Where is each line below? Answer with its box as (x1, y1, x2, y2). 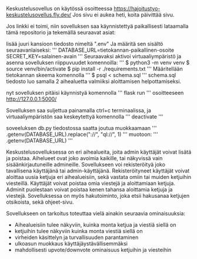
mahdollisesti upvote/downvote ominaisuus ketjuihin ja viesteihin (14, 247, 172, 253)
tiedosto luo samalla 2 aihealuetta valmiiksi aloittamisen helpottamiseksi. (6, 78, 181, 85)
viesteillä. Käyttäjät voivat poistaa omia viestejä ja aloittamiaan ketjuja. (6, 180, 175, 187)
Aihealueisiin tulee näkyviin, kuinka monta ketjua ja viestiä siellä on (14, 221, 176, 228)
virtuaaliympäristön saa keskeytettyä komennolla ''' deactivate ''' (6, 113, 163, 120)
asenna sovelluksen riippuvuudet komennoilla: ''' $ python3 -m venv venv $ (6, 59, 190, 66)
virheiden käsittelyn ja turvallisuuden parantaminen (14, 234, 139, 241)
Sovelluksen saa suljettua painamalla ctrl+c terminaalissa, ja (6, 107, 152, 114)
